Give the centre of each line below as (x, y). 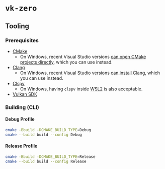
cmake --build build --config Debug (44, 135)
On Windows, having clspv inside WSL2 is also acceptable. (81, 89)
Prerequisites (22, 40)
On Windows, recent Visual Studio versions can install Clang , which (90, 73)
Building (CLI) (22, 107)
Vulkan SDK (25, 94)
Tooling (17, 26)
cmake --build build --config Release (46, 161)
